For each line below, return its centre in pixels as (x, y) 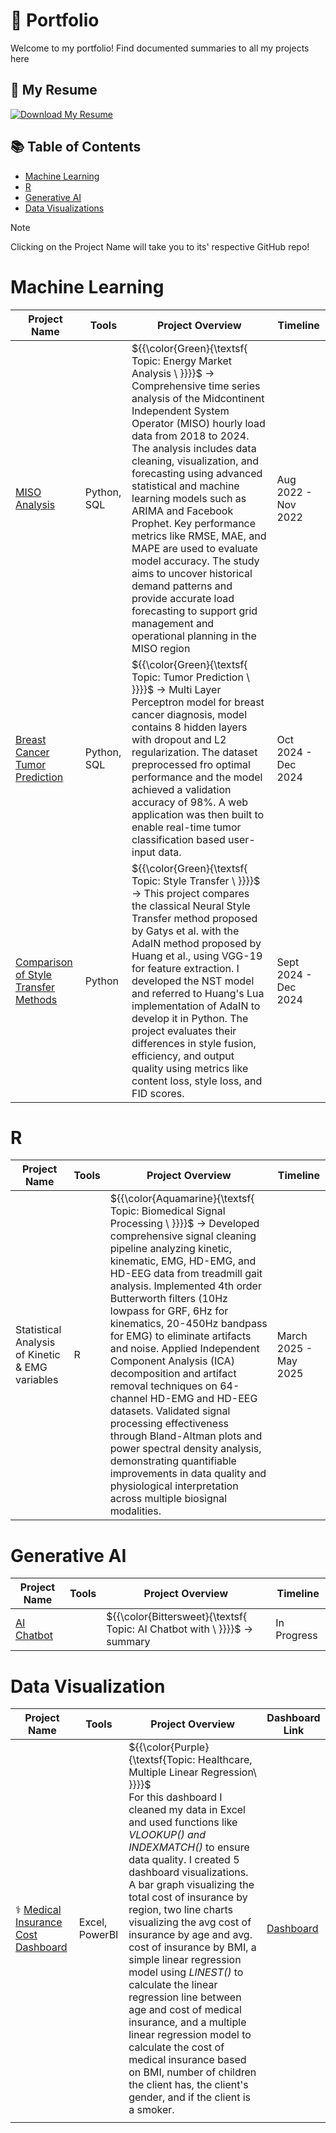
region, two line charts (180, 1910)
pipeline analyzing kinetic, (170, 1249)
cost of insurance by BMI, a (192, 1947)
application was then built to (198, 814)
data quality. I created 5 (184, 1860)
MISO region (161, 648)
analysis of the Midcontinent (198, 398)
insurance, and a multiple (187, 2022)
